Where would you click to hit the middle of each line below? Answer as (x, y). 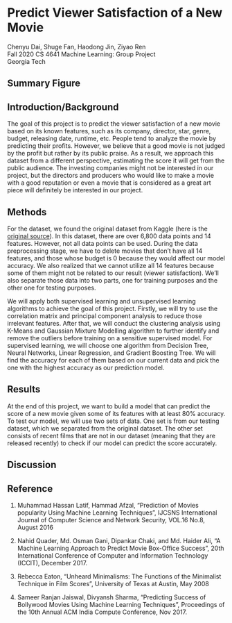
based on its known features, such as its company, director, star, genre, (109, 131)
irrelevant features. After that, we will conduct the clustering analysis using (114, 323)
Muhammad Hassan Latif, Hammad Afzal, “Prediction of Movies (108, 505)
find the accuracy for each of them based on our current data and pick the (113, 360)
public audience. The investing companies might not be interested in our (110, 168)
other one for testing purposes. (52, 288)
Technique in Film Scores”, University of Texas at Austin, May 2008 (113, 583)
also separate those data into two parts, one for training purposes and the (113, 280)
